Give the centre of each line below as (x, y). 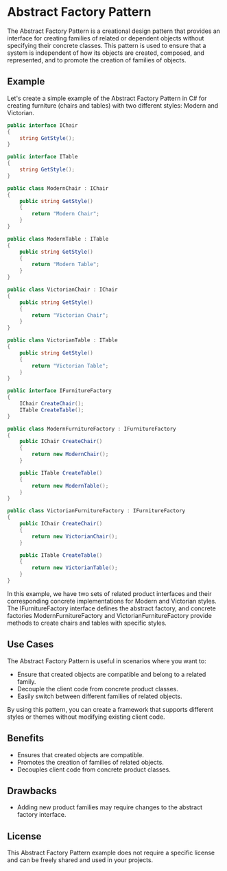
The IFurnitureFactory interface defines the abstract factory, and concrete (111, 608)
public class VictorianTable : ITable (62, 340)
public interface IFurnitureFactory (59, 391)
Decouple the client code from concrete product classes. (97, 689)
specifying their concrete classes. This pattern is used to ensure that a (107, 45)
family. (26, 681)
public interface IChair (43, 125)
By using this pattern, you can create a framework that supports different (110, 709)
